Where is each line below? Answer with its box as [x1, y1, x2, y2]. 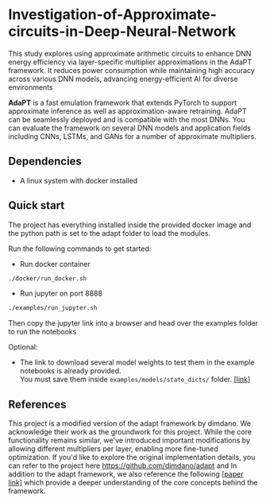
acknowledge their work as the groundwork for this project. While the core [8, 427, 253, 437]
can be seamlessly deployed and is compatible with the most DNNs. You [8, 114, 245, 124]
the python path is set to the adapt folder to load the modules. [8, 228, 211, 237]
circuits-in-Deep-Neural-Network [8, 22, 237, 41]
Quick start [8, 199, 65, 212]
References [8, 397, 67, 411]
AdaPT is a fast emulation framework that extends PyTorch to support [8, 98, 237, 107]
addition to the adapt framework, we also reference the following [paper [8, 469, 244, 479]
